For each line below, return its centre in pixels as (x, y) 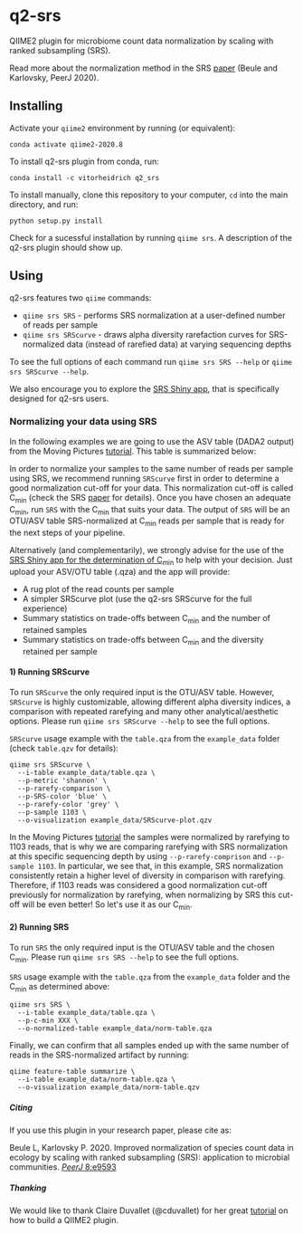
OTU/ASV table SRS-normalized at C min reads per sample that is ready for (147, 522)
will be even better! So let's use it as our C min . (107, 905)
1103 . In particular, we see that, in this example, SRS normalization (160, 866)
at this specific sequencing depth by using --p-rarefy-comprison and (138, 856)
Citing (21, 1108)
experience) (45, 608)
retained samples (55, 629)
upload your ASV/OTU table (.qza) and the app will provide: (120, 572)
